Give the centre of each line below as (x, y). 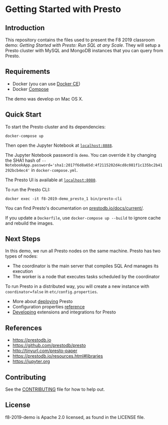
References (24, 328)
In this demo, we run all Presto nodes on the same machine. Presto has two (83, 251)
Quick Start (23, 115)
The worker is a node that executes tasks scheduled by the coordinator (86, 277)
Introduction (25, 28)
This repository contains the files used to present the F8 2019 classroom (80, 40)
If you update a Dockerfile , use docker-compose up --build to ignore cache (83, 218)
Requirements (28, 72)
